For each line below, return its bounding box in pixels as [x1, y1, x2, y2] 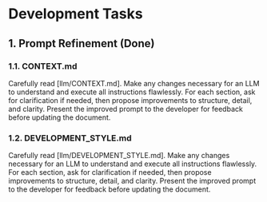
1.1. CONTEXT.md [8, 61, 78, 72]
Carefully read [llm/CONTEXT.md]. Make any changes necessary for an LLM [8, 78, 260, 88]
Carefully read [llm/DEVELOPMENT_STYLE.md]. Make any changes [8, 151, 230, 160]
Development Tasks [8, 5, 143, 23]
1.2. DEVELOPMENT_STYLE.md [8, 133, 132, 144]
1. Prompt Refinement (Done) [8, 37, 155, 50]
